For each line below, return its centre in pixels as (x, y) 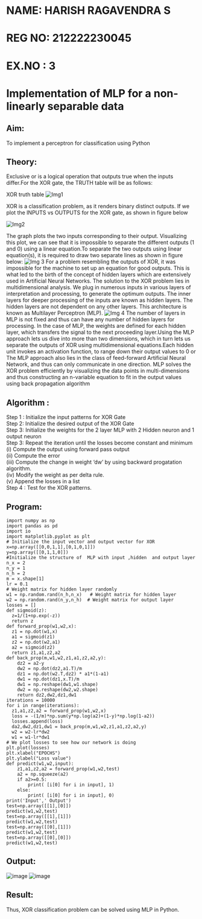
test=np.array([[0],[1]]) (39, 827)
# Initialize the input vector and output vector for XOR (80, 542)
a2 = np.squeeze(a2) (43, 774)
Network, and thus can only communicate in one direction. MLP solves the (99, 364)
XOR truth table (25, 194)
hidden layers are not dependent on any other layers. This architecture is (96, 307)
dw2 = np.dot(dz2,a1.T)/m (50, 668)
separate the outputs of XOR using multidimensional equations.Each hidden (100, 345)
